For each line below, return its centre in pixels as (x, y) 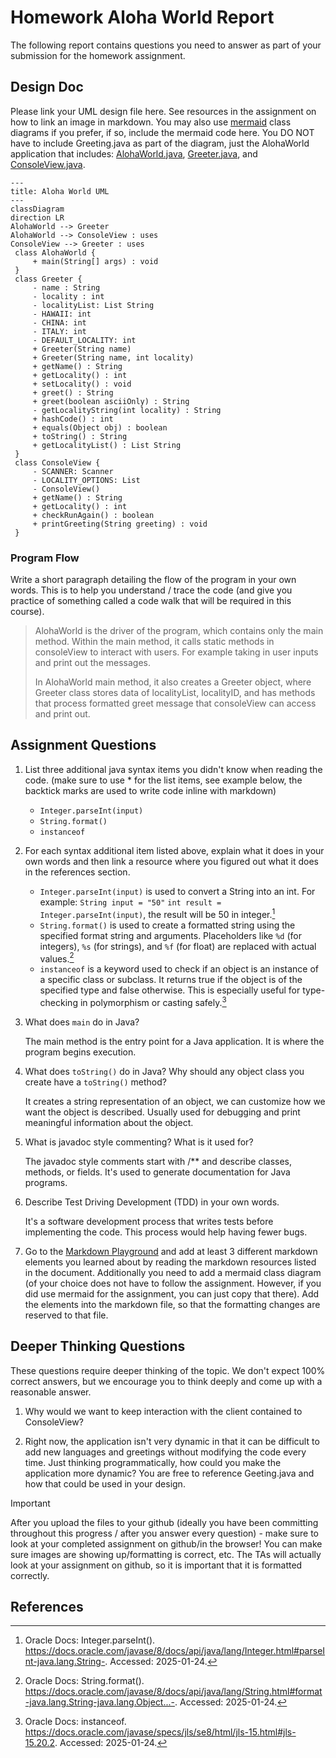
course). (27, 612)
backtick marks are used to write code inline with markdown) (150, 790)
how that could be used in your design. (105, 1483)
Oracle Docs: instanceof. (75, 1722)
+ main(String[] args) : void (95, 261)
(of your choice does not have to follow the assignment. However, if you (173, 1283)
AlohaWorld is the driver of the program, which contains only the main (179, 631)
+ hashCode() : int (73, 419)
